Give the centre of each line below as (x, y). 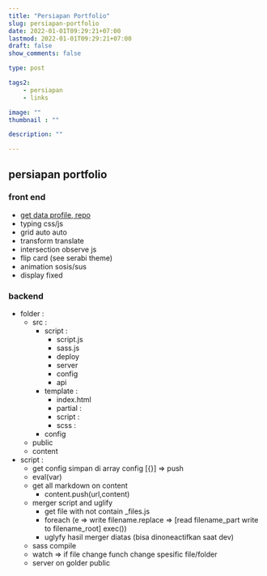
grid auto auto (43, 232)
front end (27, 197)
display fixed (41, 275)
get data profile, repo (55, 214)
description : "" (36, 134)
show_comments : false (45, 53)
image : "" (25, 112)
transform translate (52, 240)
